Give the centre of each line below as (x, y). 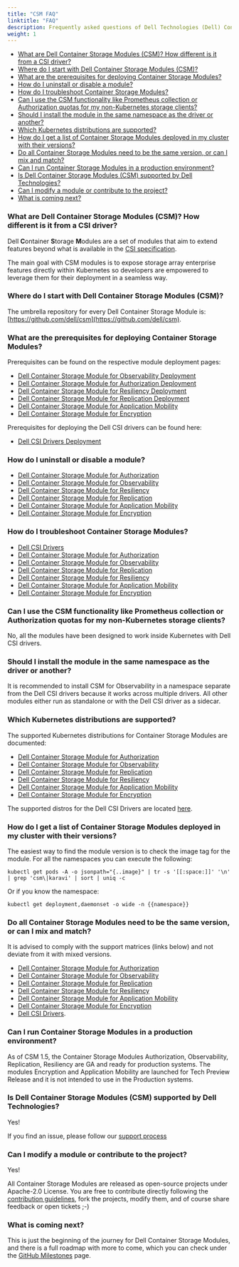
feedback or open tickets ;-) (48, 1206)
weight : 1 (22, 34)
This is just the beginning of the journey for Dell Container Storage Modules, (119, 1241)
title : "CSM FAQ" (33, 14)
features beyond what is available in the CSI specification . (92, 248)
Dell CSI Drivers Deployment (59, 441)
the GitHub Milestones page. (49, 1256)
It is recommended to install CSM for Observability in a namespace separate (119, 686)
